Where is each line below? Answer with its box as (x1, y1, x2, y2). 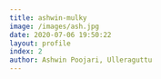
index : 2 (9, 47, 43, 56)
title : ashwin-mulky (9, 13, 88, 23)
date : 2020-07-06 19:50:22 (9, 30, 112, 39)
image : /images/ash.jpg (9, 22, 100, 31)
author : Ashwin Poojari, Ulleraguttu (9, 55, 153, 64)
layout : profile (9, 38, 71, 48)
